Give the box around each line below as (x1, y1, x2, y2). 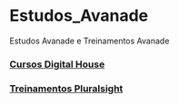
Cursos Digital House (9, 58, 105, 71)
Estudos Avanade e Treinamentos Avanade (9, 35, 170, 46)
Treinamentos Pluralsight (9, 82, 124, 95)
